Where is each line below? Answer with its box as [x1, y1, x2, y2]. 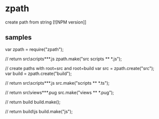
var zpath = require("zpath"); [5, 46, 64, 52]
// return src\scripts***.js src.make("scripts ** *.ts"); [5, 80, 110, 86]
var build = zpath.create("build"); [5, 71, 72, 76]
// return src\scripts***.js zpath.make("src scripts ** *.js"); [5, 56, 122, 62]
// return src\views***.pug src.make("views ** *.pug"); [5, 89, 114, 95]
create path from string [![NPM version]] [5, 19, 87, 25]
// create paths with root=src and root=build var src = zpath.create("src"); [5, 65, 155, 71]
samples [5, 33, 32, 42]
